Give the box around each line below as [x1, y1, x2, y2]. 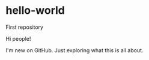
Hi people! [5, 35, 31, 42]
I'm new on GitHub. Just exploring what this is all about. [5, 46, 144, 54]
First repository [5, 23, 43, 31]
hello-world [5, 4, 65, 17]
